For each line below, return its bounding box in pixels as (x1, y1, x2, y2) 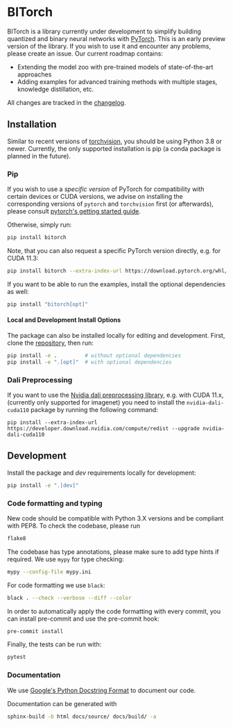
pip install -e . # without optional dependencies (7, 352, 182, 359)
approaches (17, 70, 52, 79)
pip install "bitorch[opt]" (7, 300, 89, 308)
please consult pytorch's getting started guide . (7, 207, 141, 215)
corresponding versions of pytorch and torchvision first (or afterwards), (7, 199, 214, 209)
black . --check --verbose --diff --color (7, 594, 132, 601)
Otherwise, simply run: (7, 220, 72, 229)
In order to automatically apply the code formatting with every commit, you (7, 607, 221, 615)
